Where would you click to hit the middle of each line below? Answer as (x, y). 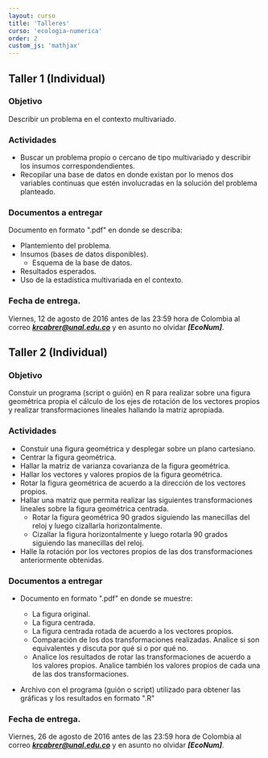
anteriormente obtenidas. (62, 560)
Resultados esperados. (58, 272)
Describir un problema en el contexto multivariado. (93, 119)
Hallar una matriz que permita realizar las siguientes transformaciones (136, 500)
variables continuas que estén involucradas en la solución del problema (138, 183)
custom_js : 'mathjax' (45, 46)
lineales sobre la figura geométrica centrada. (94, 508)
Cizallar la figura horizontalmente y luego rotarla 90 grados (130, 534)
